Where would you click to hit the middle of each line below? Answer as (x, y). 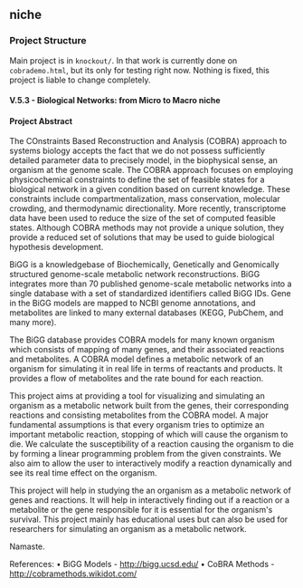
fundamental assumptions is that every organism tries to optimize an (137, 425)
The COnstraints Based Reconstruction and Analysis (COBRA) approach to (148, 141)
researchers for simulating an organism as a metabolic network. (128, 529)
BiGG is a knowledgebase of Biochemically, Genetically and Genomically (144, 265)
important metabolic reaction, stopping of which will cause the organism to (149, 435)
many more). (33, 323)
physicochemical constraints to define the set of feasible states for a (137, 179)
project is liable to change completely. (80, 80)
